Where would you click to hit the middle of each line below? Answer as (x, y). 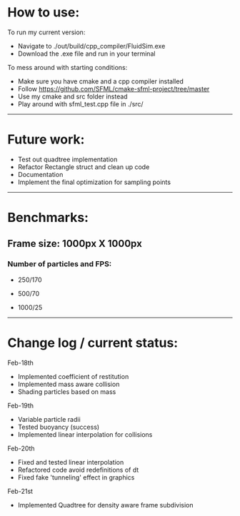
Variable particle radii (49, 419)
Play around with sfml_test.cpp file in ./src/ (81, 103)
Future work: (46, 140)
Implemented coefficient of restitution (73, 376)
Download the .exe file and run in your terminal (86, 54)
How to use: (44, 12)
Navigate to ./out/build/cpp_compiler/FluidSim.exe (91, 46)
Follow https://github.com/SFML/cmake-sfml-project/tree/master (114, 88)
